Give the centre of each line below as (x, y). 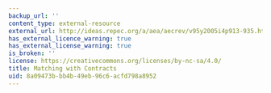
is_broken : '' (32, 53)
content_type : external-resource (65, 23)
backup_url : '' (34, 16)
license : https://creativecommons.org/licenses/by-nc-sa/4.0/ (115, 61)
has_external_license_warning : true (70, 46)
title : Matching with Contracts (63, 69)
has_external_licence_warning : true (70, 38)
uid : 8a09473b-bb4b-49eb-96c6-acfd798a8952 (83, 76)
